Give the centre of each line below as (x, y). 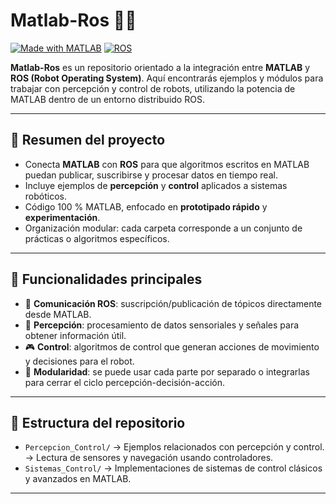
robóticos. (45, 196)
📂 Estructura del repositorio (98, 422)
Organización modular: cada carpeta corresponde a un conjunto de (163, 228)
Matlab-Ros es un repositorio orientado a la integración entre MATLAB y (160, 67)
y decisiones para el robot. (79, 361)
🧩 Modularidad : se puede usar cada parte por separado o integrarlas (167, 371)
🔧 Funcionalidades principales (106, 279)
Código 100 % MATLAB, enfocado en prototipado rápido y (146, 206)
